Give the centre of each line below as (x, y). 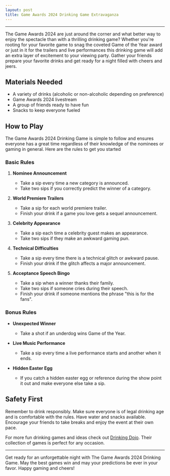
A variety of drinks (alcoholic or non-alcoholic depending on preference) (88, 94)
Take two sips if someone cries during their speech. (74, 289)
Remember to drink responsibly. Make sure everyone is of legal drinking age (85, 411)
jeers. (11, 66)
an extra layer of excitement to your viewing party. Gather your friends (78, 55)
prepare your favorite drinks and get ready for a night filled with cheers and (84, 61)
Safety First (24, 399)
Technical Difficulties (35, 248)
